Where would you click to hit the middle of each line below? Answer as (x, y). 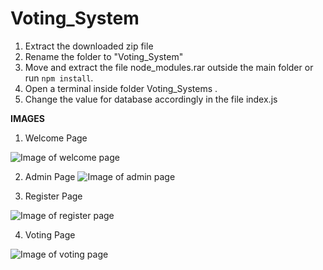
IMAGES (28, 118)
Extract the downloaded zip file (89, 46)
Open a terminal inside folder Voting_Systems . (121, 88)
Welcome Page (56, 138)
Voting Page (50, 234)
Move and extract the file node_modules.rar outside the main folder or (169, 67)
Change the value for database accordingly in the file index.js (151, 99)
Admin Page (50, 176)
